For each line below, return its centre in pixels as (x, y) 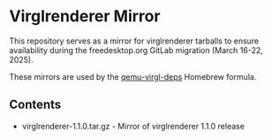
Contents (35, 105)
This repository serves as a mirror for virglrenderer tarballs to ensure (134, 41)
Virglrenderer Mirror (85, 16)
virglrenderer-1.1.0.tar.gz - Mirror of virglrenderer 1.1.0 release (133, 126)
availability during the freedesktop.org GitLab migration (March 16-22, (136, 50)
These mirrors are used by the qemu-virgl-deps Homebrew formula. (133, 76)
